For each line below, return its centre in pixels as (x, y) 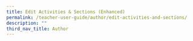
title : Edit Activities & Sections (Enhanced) (66, 12)
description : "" (27, 23)
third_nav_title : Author (37, 29)
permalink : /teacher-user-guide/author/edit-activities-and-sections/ (97, 17)
